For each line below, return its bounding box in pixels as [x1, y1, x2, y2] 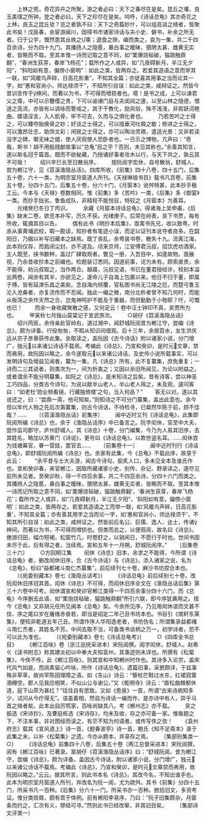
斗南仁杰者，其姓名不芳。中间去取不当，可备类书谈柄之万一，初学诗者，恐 [6, 625, 194, 633]
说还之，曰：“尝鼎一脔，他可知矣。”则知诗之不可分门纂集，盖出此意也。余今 [6, 396, 197, 403]
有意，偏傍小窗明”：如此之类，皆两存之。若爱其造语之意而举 [37, 67, 191, 74]
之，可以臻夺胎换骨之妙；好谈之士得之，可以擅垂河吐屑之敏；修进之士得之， [6, 120, 200, 127]
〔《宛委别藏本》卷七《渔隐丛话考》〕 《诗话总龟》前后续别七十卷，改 [17, 572, 196, 579]
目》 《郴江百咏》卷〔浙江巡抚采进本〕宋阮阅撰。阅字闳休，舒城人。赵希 [6, 641, 199, 648]
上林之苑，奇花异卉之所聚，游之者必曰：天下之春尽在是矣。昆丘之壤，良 [17, 6, 200, 12]
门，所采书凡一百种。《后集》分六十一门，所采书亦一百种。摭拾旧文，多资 [6, 786, 192, 793]
